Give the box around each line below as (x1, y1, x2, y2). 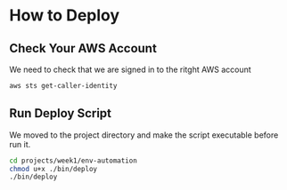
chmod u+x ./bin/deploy (9, 164, 98, 173)
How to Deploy (9, 5, 120, 26)
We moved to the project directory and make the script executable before (9, 130, 279, 140)
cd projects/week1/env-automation (9, 156, 138, 165)
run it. (9, 139, 31, 149)
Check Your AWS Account (9, 41, 158, 56)
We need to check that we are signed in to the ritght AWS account (9, 64, 251, 75)
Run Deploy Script (9, 106, 112, 121)
